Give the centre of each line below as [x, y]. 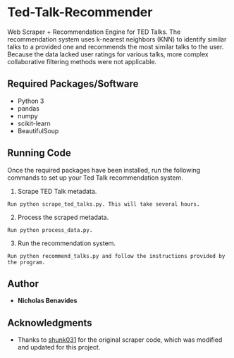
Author [23, 284]
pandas [29, 108]
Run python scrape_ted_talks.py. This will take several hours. [104, 204]
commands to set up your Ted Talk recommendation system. [95, 178]
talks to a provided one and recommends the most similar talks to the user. [116, 47]
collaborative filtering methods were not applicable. [82, 61]
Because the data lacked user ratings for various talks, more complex [108, 54]
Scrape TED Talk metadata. [57, 191]
